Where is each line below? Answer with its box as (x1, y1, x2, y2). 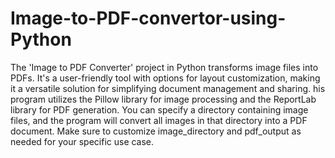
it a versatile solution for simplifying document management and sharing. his (10, 82, 326, 94)
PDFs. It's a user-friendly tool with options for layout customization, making (10, 72, 321, 84)
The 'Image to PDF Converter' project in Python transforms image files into (10, 61, 319, 73)
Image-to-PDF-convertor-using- (10, 7, 287, 30)
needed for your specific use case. (10, 135, 155, 147)
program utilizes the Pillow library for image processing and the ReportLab (10, 93, 317, 105)
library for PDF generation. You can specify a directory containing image (10, 103, 309, 116)
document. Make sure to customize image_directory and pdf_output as (10, 125, 302, 137)
